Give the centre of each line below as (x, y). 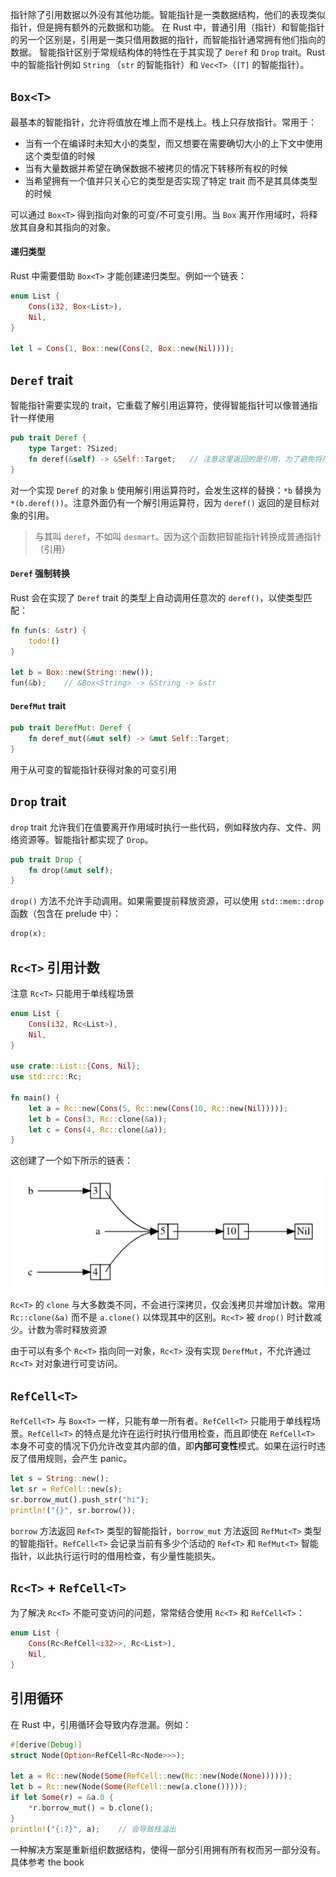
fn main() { (35, 1098)
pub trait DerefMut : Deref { (71, 728)
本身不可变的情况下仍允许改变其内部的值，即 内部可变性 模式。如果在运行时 (163, 1446)
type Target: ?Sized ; (73, 448)
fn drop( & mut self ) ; (71, 870)
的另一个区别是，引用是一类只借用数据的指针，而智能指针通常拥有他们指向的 (168, 39)
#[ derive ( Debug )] (46, 1744)
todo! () (44, 641)
